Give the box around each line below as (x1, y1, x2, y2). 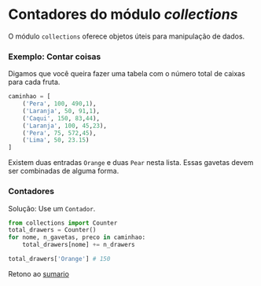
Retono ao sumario (8, 269, 69, 278)
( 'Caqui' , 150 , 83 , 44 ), (22, 114, 101, 123)
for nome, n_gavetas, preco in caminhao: (8, 233, 146, 241)
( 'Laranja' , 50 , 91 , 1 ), (22, 107, 101, 115)
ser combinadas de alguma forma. (8, 167, 119, 176)
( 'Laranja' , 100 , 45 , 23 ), (22, 122, 108, 130)
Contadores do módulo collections (8, 5, 238, 24)
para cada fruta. (8, 77, 61, 87)
